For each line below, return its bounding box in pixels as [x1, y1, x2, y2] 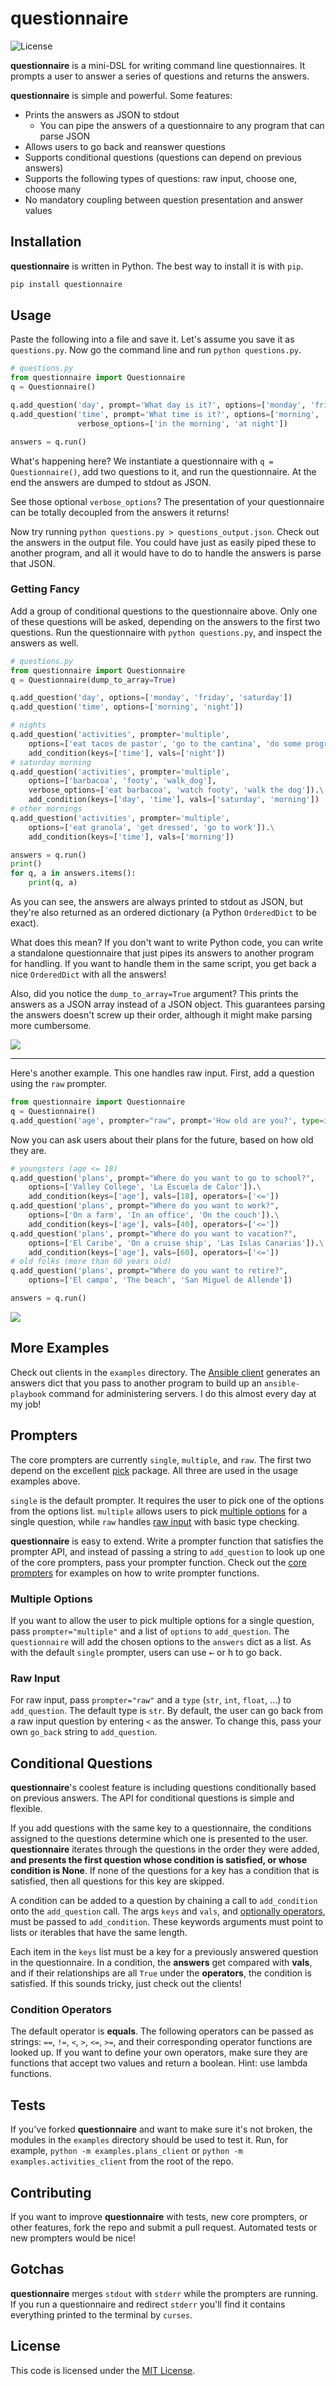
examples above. [10, 1475, 81, 1487]
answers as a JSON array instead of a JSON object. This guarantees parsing [10, 998, 326, 1011]
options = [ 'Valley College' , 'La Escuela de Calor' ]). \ [28, 1182, 262, 1192]
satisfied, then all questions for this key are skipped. [10, 1875, 225, 1887]
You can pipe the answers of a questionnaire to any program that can [39, 119, 325, 131]
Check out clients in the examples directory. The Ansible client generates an [10, 1366, 321, 1378]
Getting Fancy [10, 582, 80, 596]
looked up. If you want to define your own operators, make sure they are [10, 2047, 308, 2059]
